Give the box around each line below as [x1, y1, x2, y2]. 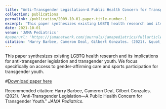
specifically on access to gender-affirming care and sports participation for [5, 63, 159, 69]
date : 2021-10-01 [5, 26, 41, 31]
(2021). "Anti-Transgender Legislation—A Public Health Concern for [5, 93, 143, 99]
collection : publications [5, 12, 58, 17]
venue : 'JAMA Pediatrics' [5, 30, 58, 35]
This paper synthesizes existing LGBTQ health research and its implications [5, 53, 159, 59]
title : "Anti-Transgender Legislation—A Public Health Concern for [5, 7, 147, 12]
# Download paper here [5, 78, 52, 84]
